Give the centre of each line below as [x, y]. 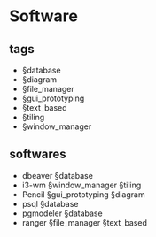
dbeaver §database [57, 175]
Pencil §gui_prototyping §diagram [83, 194]
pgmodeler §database [62, 213]
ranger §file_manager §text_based [85, 222]
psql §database [50, 203]
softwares [38, 154]
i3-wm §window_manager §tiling [82, 185]
